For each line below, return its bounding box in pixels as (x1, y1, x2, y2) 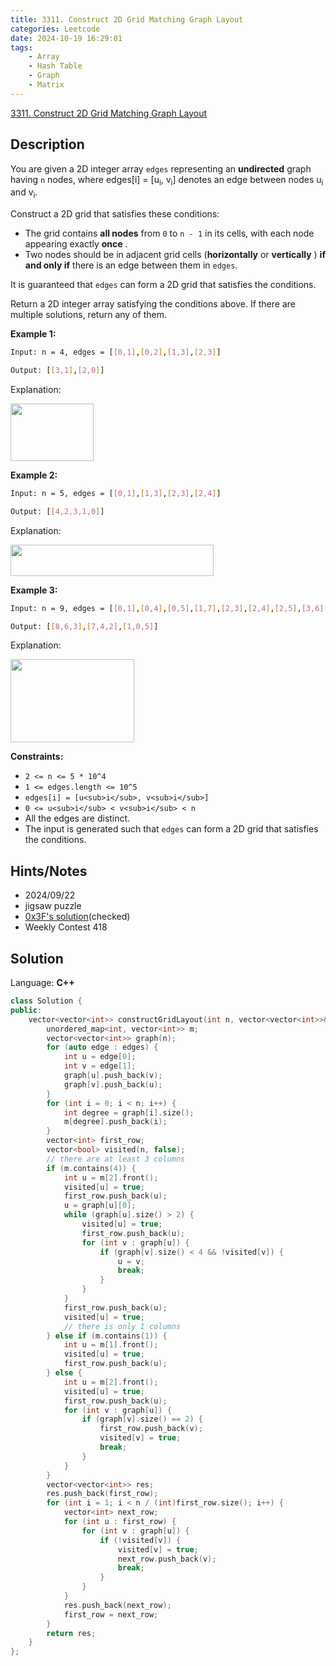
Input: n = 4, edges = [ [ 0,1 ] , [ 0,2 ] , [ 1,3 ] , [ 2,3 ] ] (10, 347, 222, 358)
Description (10, 136, 85, 153)
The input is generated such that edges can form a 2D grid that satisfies (24, 823, 319, 835)
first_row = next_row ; (63, 1609, 159, 1620)
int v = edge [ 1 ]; (63, 1061, 137, 1071)
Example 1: (10, 328, 57, 340)
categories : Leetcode (10, 24, 101, 34)
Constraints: (10, 751, 64, 763)
